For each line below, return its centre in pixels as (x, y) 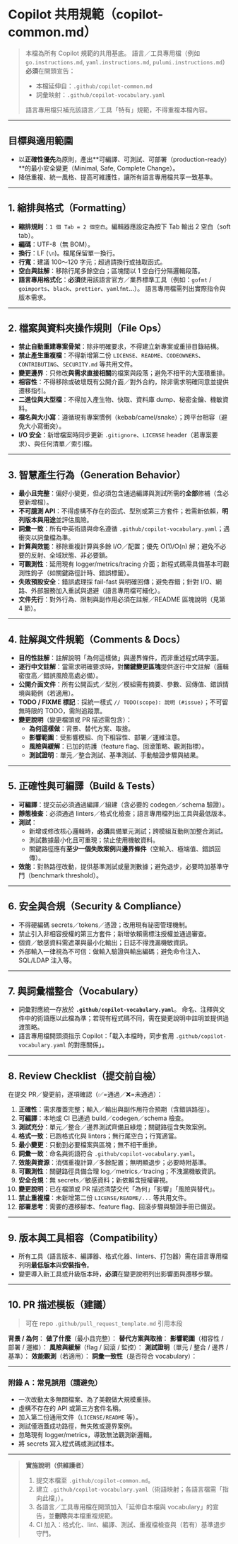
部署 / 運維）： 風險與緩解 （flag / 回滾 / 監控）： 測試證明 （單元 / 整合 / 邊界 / (118, 1347)
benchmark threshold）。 (67, 875)
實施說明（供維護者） (56, 1465)
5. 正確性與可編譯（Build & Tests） (84, 786)
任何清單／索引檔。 (68, 444)
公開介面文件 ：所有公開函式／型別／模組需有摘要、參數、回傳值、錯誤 (120, 684)
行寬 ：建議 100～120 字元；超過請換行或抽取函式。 (92, 262)
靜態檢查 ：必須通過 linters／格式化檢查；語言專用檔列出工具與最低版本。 (124, 813)
